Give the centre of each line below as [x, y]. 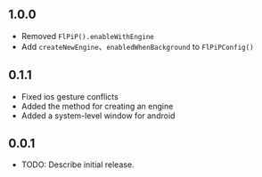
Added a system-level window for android [98, 116]
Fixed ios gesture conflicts [70, 96]
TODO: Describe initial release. [78, 165]
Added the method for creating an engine [97, 106]
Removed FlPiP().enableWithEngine [88, 36]
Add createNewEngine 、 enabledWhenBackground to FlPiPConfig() [138, 46]
